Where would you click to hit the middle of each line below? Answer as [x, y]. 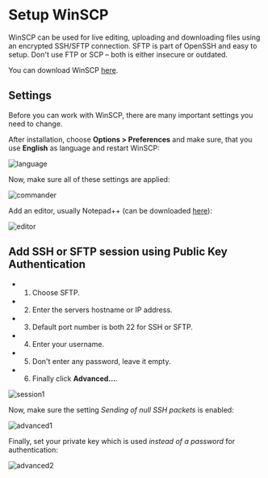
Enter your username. [68, 344]
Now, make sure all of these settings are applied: [89, 179]
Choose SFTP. [56, 292]
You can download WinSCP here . [63, 70]
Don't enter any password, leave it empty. [101, 361]
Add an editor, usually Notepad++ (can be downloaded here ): [110, 210]
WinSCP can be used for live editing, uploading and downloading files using [134, 37]
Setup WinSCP [59, 15]
